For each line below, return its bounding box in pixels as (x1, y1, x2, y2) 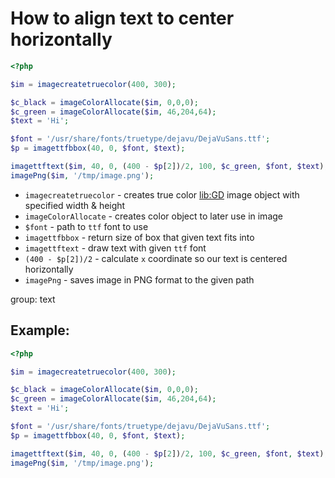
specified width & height (24, 199, 126, 211)
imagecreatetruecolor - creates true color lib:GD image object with (24, 188, 300, 201)
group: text (10, 293, 56, 305)
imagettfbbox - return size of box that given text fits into (24, 231, 255, 243)
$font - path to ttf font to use (24, 220, 149, 232)
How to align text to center (10, 7, 235, 30)
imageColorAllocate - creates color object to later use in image (24, 210, 283, 222)
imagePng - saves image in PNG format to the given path (24, 273, 255, 286)
